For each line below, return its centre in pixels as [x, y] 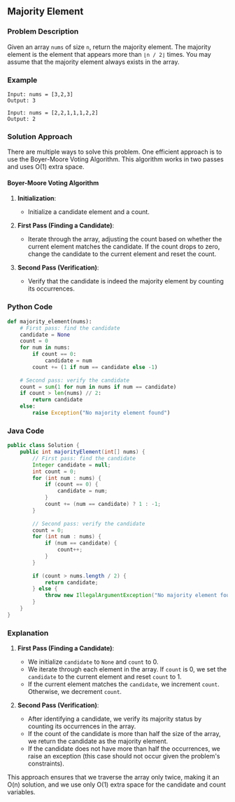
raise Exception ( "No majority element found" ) [101, 413]
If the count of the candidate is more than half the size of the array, [124, 734]
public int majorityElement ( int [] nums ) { [83, 452]
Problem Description [43, 32]
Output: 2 [22, 119]
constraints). [46, 763]
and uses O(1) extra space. [46, 167]
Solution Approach [40, 136]
